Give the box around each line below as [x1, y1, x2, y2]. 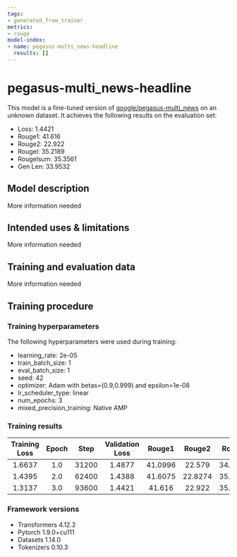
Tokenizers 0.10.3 [17, 543, 68, 551]
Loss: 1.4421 [17, 124, 54, 133]
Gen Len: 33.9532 [17, 162, 71, 170]
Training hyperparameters [7, 321, 99, 331]
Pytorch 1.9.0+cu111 [17, 527, 75, 537]
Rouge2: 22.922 [17, 139, 65, 148]
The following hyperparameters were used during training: [7, 337, 177, 346]
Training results [7, 421, 63, 431]
